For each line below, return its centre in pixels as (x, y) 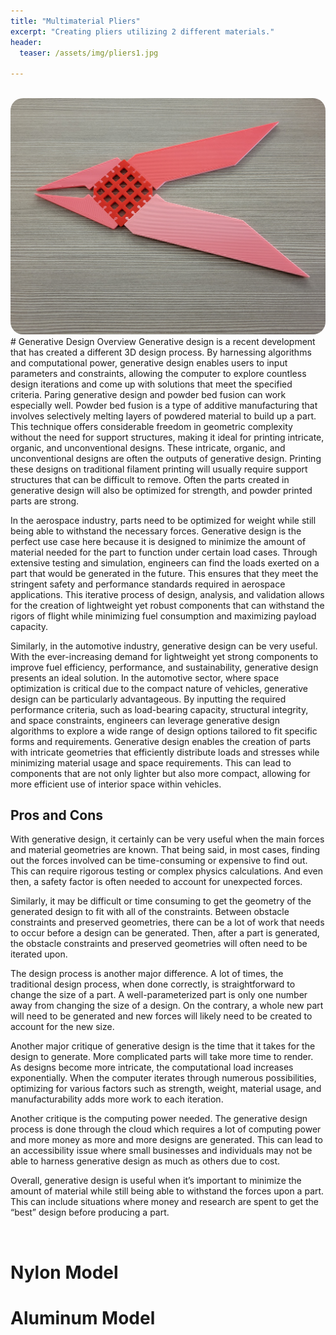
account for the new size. (62, 1027)
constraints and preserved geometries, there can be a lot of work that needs (167, 922)
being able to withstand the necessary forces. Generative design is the (156, 531)
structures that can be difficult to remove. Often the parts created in (150, 479)
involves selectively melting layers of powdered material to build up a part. (163, 416)
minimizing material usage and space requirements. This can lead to (151, 762)
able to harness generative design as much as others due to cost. (145, 1161)
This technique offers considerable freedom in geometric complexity (151, 426)
